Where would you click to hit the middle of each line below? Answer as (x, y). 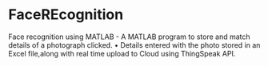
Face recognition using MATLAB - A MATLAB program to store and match (129, 37)
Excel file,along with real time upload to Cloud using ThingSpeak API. (122, 53)
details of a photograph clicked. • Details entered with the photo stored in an (134, 45)
